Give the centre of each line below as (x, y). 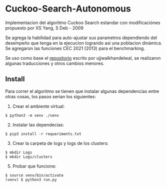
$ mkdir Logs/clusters (29, 157)
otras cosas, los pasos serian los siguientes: (51, 96)
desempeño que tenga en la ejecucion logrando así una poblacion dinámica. (84, 43)
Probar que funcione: (34, 166)
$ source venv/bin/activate (34, 175)
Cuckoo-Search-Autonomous (68, 9)
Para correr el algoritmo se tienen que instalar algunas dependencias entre (82, 91)
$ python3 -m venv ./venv (32, 115)
